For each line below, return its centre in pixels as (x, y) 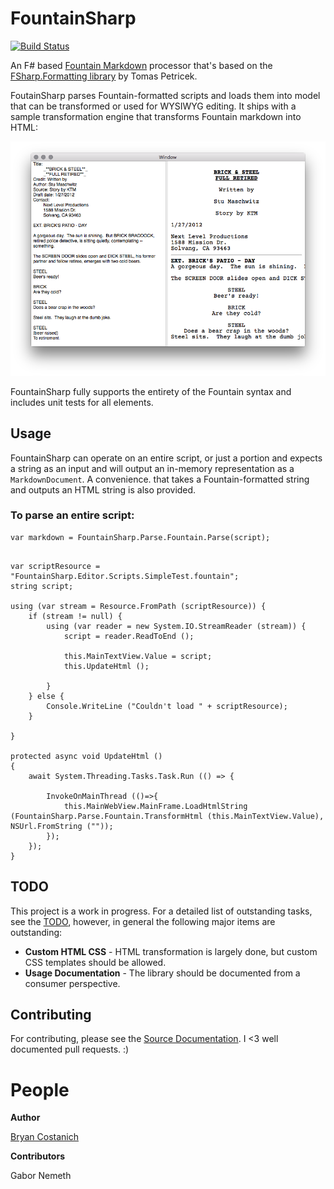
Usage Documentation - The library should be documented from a (162, 973)
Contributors (38, 1156)
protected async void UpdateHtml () (86, 756)
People (40, 1089)
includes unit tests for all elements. (82, 402)
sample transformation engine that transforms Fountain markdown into (156, 116)
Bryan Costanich (44, 1137)
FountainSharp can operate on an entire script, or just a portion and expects (166, 458)
